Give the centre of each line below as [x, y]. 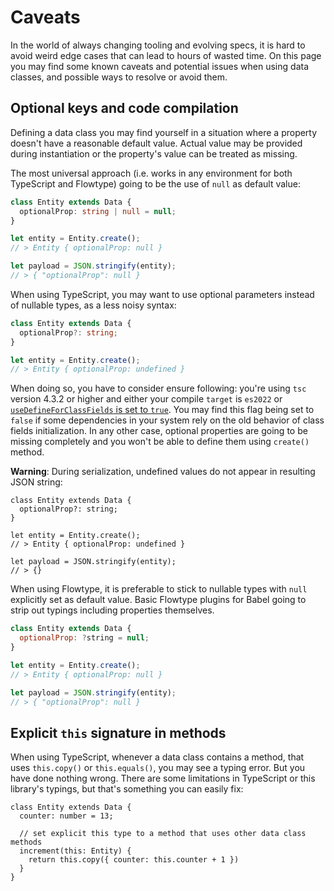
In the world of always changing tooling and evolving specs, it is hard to [158, 45]
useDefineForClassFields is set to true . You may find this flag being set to [162, 410]
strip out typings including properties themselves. [112, 610]
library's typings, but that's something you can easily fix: [127, 789]
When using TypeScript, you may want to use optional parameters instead [162, 294]
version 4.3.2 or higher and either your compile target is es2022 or [146, 399]
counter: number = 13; [66, 816]
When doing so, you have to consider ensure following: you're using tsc [158, 388]
